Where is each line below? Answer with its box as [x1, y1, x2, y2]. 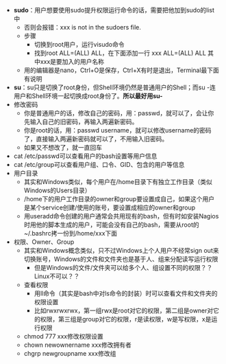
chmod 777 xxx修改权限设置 [23, 332, 104, 340]
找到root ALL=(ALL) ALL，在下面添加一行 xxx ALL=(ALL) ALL [34, 49, 207, 57]
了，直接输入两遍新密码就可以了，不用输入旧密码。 [23, 135, 168, 143]
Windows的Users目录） [23, 186, 91, 194]
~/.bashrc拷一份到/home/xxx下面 [23, 229, 118, 237]
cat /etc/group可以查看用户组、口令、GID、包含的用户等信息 [13, 161, 185, 168]
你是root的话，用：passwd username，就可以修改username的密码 [23, 126, 212, 134]
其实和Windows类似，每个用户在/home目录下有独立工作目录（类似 [23, 178, 212, 185]
